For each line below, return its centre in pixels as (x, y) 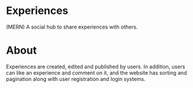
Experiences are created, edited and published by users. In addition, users (96, 66)
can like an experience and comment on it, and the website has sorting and (96, 73)
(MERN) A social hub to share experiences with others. (72, 27)
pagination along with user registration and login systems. (76, 79)
